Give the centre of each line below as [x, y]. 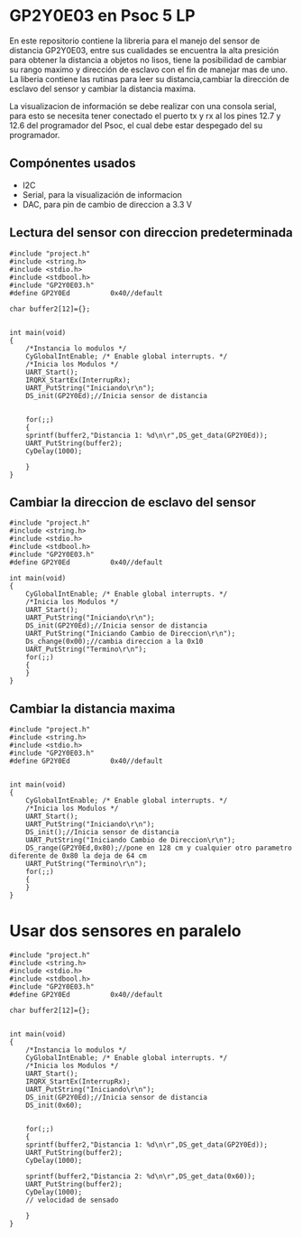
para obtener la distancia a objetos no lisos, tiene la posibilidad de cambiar [148, 60]
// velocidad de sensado [72, 1200]
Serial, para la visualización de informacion [102, 194]
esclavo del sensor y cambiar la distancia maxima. [103, 88]
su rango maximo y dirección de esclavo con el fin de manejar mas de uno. [149, 70]
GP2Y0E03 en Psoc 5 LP [102, 16]
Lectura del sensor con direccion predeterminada [151, 233]
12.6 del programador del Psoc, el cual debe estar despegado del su [136, 125]
